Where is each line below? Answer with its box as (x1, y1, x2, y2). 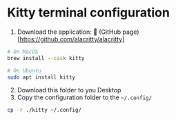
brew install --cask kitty (7, 54, 85, 61)
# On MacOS (7, 48, 39, 55)
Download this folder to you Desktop (17, 86, 121, 94)
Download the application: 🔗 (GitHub (17, 28, 121, 36)
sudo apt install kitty (7, 74, 76, 81)
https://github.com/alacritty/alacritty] (19, 34, 125, 43)
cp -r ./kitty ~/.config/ (7, 107, 81, 114)
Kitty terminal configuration (7, 5, 170, 21)
